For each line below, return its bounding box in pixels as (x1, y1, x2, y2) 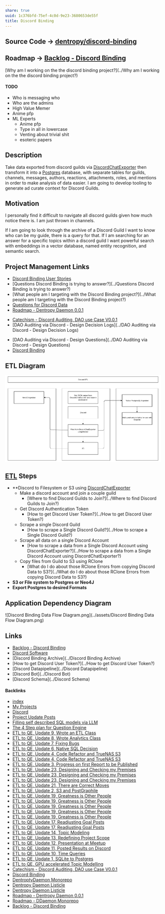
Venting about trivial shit (19, 131, 69, 137)
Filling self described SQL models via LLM (12, 719, 98, 725)
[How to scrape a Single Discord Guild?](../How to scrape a (27, 527, 148, 533)
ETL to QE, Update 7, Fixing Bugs (12, 741, 80, 747)
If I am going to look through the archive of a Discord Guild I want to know (5, 227, 156, 233)
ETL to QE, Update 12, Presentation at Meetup (12, 840, 106, 846)
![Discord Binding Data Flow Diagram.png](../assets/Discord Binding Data (5, 612, 154, 618)
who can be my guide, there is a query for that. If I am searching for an (5, 233, 149, 238)
